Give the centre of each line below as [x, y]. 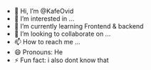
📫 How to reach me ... [47, 42]
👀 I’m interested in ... [44, 19]
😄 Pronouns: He [38, 52]
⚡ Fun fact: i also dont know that [61, 60]
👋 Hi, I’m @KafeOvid [44, 11]
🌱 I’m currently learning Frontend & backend [79, 26]
